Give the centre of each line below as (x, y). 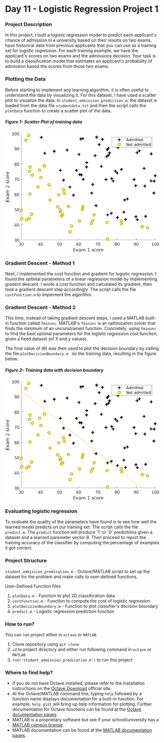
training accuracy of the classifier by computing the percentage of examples (82, 543)
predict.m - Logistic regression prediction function (63, 611)
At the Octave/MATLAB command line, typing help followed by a (77, 694)
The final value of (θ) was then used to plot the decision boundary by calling (82, 348)
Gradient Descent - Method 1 (40, 263)
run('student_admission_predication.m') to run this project (72, 660)
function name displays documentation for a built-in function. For (78, 699)
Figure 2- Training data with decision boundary (54, 370)
